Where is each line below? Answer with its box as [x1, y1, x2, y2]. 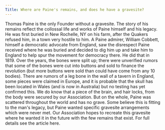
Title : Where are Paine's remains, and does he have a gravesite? [5, 7, 144, 12]
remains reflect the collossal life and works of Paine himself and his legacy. [5, 26, 158, 32]
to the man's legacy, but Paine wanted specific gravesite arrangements [5, 104, 149, 110]
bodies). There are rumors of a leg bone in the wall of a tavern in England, [5, 73, 155, 79]
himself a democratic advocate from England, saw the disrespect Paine [5, 41, 150, 47]
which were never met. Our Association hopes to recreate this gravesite [5, 109, 151, 116]
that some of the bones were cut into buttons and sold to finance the [5, 63, 144, 68]
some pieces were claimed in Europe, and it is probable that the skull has [5, 78, 153, 84]
